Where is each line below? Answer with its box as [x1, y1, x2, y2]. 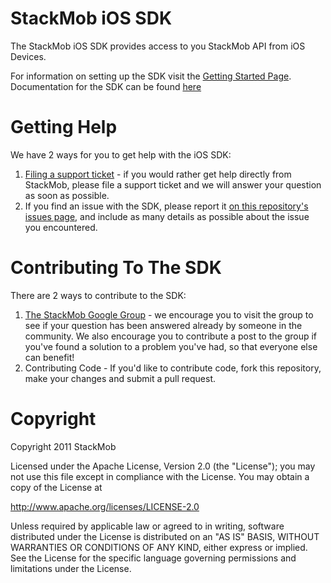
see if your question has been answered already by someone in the [24, 319, 303, 331]
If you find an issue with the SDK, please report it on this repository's [24, 200, 309, 212]
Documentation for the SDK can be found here [10, 80, 202, 92]
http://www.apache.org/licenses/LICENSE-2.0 [10, 500, 200, 512]
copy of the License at [10, 481, 103, 493]
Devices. [10, 50, 47, 62]
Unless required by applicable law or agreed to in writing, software [10, 520, 285, 532]
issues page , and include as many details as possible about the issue [24, 210, 310, 222]
